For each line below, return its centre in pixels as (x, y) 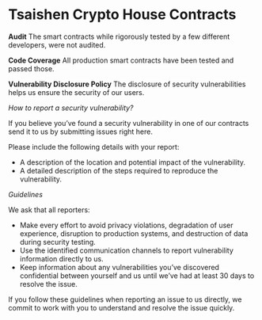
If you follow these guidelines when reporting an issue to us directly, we (125, 299)
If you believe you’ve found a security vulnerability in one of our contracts (129, 123)
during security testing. (58, 242)
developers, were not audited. (57, 44)
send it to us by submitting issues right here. (80, 131)
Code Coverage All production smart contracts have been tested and (121, 60)
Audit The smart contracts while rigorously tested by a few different (119, 36)
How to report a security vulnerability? (71, 108)
